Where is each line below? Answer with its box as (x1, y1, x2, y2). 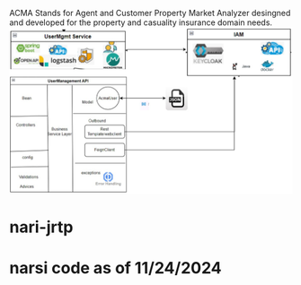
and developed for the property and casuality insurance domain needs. (9, 17, 272, 28)
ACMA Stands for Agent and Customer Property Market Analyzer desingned (9, 8, 291, 18)
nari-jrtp (9, 217, 74, 237)
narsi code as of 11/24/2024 (9, 257, 222, 278)
